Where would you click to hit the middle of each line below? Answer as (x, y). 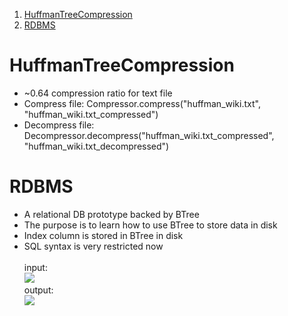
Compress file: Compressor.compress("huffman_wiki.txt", (142, 103)
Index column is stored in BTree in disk (103, 235)
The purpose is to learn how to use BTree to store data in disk (150, 225)
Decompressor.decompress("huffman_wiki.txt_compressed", (149, 135)
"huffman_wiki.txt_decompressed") (96, 146)
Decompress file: (59, 125)
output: (38, 290)
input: (35, 267)
